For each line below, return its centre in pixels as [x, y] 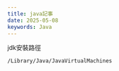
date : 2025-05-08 [33, 20]
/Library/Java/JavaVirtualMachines [60, 61]
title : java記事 [30, 14]
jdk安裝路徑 [24, 48]
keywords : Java [30, 27]
